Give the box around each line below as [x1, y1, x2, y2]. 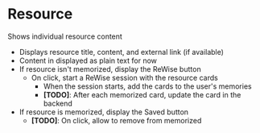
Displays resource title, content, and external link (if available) [19, 47, 225, 56]
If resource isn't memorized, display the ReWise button [19, 64, 202, 73]
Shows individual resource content [7, 31, 122, 41]
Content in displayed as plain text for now [19, 56, 158, 65]
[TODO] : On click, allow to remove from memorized [31, 115, 202, 125]
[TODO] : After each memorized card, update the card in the [43, 89, 241, 99]
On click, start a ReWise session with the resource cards [31, 73, 218, 82]
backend [43, 98, 73, 108]
